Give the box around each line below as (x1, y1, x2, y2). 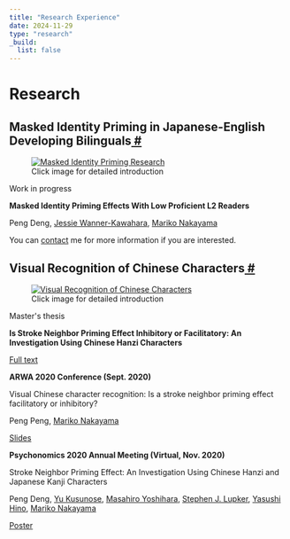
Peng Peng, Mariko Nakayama (9, 415, 119, 426)
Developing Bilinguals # (9, 133, 142, 148)
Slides (9, 432, 32, 443)
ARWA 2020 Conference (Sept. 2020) (9, 371, 152, 382)
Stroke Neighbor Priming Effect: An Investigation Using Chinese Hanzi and (9, 466, 280, 477)
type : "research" (9, 29, 73, 38)
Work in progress (9, 184, 72, 194)
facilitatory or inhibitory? (9, 398, 98, 409)
